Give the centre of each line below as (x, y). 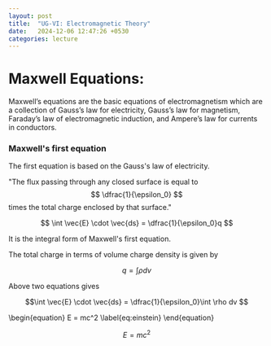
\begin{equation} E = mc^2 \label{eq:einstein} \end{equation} (111, 318)
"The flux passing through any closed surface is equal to (103, 182)
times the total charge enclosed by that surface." (90, 208)
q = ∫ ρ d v (137, 270)
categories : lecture (44, 39)
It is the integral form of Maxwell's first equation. (90, 239)
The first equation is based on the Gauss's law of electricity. (109, 166)
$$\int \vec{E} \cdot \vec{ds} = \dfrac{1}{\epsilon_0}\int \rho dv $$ (137, 302)
